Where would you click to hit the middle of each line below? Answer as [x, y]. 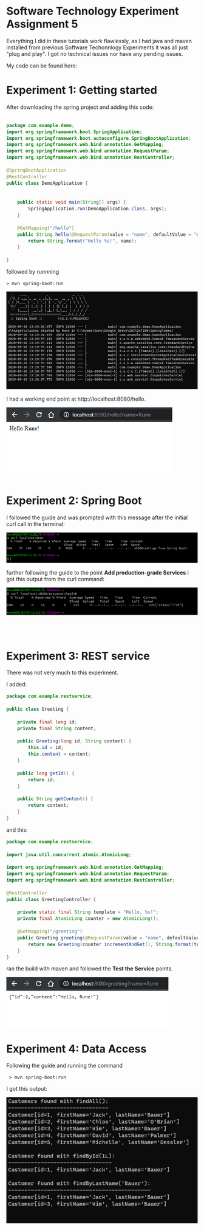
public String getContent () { [56, 799]
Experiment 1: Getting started [82, 90]
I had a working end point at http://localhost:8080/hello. [76, 399]
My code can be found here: [42, 66]
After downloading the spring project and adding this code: [80, 107]
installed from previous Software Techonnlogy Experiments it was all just [97, 47]
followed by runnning [33, 271]
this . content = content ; [59, 754]
